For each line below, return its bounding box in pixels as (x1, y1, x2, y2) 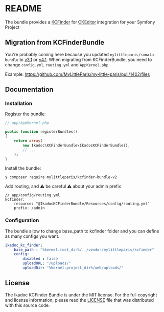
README (5, 3, 42, 14)
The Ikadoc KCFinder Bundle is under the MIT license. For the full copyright (5, 291, 157, 298)
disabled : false (23, 256, 58, 261)
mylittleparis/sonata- (110, 52, 156, 57)
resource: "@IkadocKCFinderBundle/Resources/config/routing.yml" (14, 201, 150, 207)
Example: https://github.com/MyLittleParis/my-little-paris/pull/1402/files (5, 71, 150, 77)
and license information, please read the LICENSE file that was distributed (5, 297, 154, 303)
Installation (5, 100, 33, 107)
